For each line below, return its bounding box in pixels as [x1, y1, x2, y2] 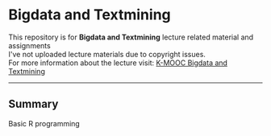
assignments [8, 40, 51, 50]
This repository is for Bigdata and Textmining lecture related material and [8, 32, 254, 42]
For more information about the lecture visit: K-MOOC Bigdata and [8, 58, 228, 68]
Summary [8, 97, 59, 111]
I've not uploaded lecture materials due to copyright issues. [8, 49, 206, 59]
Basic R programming [8, 118, 81, 128]
